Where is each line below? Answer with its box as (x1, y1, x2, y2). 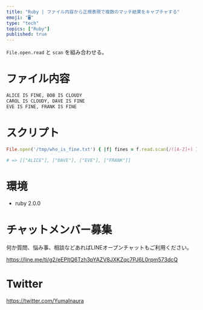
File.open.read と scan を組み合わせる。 (6, 49, 108, 56)
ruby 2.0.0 (14, 200, 41, 207)
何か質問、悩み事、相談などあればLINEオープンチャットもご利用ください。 (6, 244, 192, 251)
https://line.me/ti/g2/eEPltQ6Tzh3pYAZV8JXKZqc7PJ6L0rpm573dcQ (6, 256, 178, 263)
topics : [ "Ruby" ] (6, 25, 50, 32)
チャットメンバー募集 (6, 223, 112, 236)
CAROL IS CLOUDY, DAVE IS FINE (6, 98, 85, 104)
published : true (6, 31, 47, 37)
